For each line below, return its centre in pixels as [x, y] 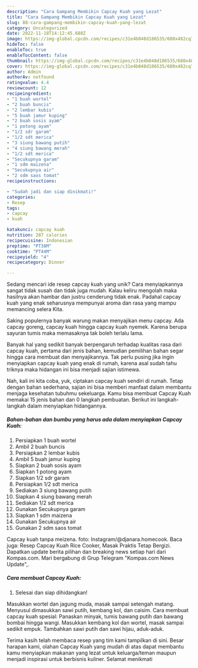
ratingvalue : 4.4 [28, 83]
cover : [15, 66]
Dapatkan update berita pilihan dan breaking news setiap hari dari [86, 552]
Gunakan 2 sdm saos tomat [48, 528]
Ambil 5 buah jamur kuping [48, 459]
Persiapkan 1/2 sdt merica [47, 484]
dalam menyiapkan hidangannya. [67, 406]
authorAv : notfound [31, 77]
